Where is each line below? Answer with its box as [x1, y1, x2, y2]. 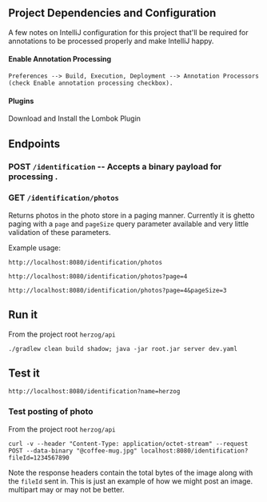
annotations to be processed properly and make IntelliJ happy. [8, 36, 214, 46]
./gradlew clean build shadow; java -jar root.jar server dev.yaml [8, 345, 238, 353]
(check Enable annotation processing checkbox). [8, 79, 173, 87]
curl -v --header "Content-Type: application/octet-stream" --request [8, 440, 249, 448]
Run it [8, 308, 38, 322]
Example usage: [8, 243, 62, 253]
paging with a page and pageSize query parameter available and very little [8, 219, 249, 229]
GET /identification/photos [8, 192, 120, 203]
